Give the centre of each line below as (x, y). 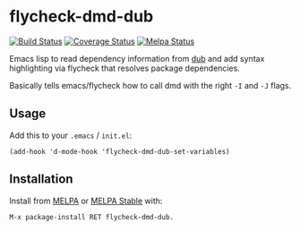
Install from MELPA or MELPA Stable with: (86, 201)
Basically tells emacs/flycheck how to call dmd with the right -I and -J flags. (150, 85)
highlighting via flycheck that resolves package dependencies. (124, 68)
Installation (41, 180)
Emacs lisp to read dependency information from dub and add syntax (137, 58)
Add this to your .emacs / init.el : (71, 135)
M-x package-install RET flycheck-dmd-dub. (92, 217)
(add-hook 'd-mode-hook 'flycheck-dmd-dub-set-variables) (120, 151)
